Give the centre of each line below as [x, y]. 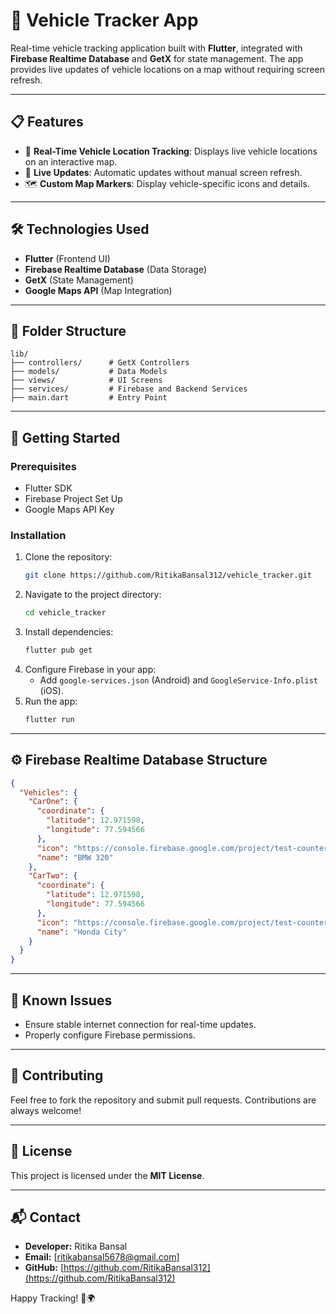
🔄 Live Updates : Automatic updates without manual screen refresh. [163, 172]
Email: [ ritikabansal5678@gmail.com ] [102, 1257]
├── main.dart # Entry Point [89, 398]
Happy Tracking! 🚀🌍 [53, 1298]
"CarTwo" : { [53, 876]
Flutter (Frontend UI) [67, 258]
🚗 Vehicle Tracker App [104, 20]
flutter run [49, 719]
